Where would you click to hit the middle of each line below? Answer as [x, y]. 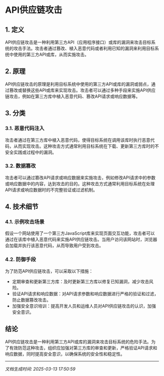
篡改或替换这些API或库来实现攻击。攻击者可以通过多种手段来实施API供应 [82, 90]
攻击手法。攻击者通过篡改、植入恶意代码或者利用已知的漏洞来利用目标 [84, 48]
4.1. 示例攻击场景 [25, 222]
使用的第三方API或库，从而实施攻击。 [51, 55]
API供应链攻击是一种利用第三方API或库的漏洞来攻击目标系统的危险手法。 [78, 342]
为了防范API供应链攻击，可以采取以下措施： [49, 271]
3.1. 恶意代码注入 [25, 129]
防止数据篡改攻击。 [31, 300]
